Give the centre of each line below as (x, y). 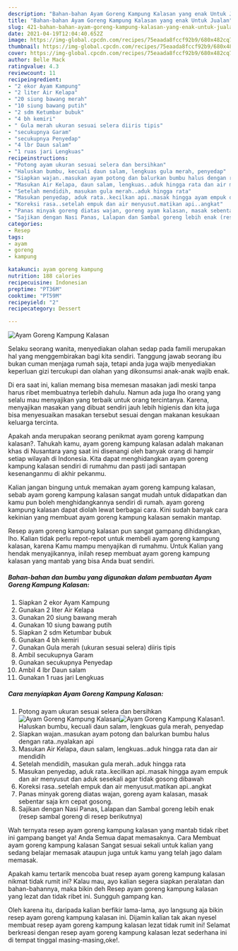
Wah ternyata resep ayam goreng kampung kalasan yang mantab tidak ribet (118, 830)
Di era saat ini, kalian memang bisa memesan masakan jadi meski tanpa (112, 385)
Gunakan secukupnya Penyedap (65, 663)
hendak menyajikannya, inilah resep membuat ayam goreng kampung (109, 554)
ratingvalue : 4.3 (34, 66)
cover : (18, 54)
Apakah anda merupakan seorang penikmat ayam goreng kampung (106, 436)
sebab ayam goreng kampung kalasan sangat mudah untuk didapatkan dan (118, 495)
